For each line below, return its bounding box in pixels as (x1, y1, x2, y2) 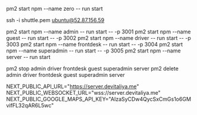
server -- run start (6, 54, 51, 60)
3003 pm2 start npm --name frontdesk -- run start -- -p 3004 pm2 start (6, 41, 183, 48)
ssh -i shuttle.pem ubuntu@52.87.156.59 (6, 17, 105, 23)
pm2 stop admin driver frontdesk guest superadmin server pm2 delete (6, 65, 179, 72)
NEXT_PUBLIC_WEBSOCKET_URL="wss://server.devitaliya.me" (6, 89, 161, 96)
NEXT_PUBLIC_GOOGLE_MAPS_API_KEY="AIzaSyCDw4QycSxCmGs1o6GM (6, 95, 192, 102)
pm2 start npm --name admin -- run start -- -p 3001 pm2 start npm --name (6, 28, 191, 35)
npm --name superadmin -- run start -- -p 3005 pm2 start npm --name (6, 47, 181, 54)
